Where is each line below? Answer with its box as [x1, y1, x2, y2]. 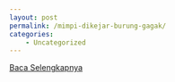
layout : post [9, 12, 58, 22]
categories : [9, 29, 54, 38]
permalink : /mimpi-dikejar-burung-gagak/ [9, 21, 167, 30]
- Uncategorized [25, 37, 87, 47]
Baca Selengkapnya [9, 62, 83, 73]
